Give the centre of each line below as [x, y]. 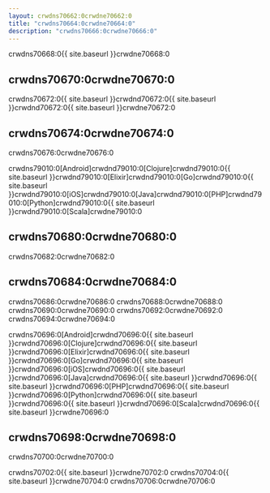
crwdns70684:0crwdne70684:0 [92, 282]
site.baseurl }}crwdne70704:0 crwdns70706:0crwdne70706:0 [112, 481]
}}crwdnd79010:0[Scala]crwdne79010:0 [75, 211]
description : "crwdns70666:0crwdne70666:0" [83, 31]
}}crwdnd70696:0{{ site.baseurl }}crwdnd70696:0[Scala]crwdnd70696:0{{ [134, 403]
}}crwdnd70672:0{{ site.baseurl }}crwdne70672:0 [92, 108]
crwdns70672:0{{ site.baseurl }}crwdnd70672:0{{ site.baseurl [112, 99]
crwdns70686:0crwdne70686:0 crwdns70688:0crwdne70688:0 [116, 302]
